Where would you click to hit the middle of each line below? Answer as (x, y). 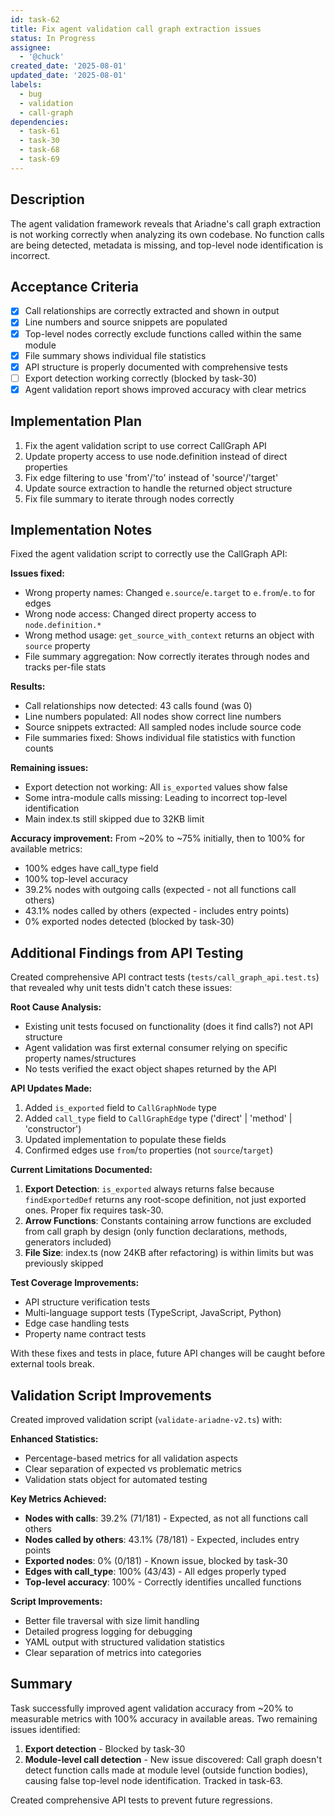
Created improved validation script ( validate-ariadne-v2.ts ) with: (146, 1420)
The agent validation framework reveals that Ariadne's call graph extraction (166, 223)
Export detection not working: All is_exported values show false (156, 787)
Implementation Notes (81, 530)
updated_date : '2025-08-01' (69, 76)
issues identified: (45, 1729)
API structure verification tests (87, 1302)
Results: (28, 687)
